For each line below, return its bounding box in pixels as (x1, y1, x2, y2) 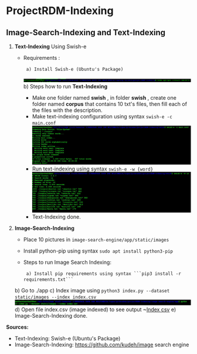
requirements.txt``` (23, 277, 74, 282)
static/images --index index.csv (14, 294, 97, 300)
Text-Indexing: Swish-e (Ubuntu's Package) (14, 335, 121, 342)
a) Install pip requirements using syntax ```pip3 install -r (26, 271, 182, 277)
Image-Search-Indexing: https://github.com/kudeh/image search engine (14, 341, 189, 348)
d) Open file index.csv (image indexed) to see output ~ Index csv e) (14, 306, 176, 313)
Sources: (6, 324, 29, 331)
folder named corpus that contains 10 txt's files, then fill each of (32, 101, 188, 107)
